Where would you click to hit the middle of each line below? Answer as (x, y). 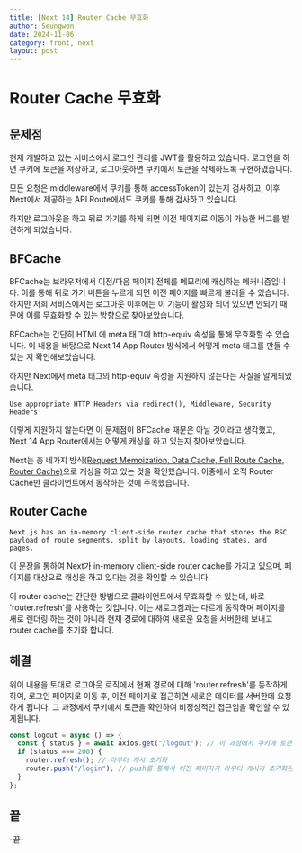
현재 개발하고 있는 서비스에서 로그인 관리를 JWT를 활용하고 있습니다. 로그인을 (145, 157)
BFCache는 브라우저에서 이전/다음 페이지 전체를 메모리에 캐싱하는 (125, 281)
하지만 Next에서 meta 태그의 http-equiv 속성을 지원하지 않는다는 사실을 (135, 375)
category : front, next (52, 43)
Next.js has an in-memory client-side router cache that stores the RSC (148, 532)
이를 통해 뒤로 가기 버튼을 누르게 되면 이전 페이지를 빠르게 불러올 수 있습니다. (155, 292)
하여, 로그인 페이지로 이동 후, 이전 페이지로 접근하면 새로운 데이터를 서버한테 (142, 696)
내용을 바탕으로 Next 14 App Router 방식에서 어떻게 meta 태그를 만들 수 (164, 345)
